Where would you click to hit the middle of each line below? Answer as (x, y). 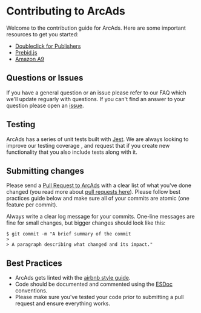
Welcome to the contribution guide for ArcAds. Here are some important (96, 28)
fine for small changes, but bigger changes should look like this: (86, 223)
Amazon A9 (30, 59)
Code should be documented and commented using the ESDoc (94, 284)
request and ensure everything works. (63, 303)
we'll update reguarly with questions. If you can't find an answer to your (96, 99)
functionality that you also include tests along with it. (72, 152)
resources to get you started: (42, 34)
